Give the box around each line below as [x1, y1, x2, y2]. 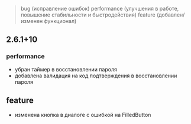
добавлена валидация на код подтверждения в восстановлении [14, 72, 177, 79]
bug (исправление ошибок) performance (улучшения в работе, [20, 5, 179, 12]
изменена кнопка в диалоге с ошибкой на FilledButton [14, 111, 151, 118]
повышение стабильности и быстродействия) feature [20, 11, 156, 18]
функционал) [44, 18, 77, 24]
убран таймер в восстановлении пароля [14, 66, 117, 73]
